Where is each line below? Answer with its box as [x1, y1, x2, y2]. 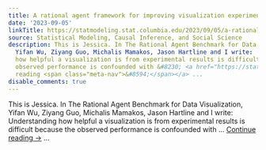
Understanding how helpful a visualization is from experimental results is [8, 116, 245, 126]
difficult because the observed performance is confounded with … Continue [8, 124, 256, 134]
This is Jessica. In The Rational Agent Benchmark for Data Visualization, [8, 99, 243, 109]
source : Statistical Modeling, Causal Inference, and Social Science [8, 33, 243, 42]
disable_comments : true [8, 77, 87, 85]
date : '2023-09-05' [8, 19, 73, 27]
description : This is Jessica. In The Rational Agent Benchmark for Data [8, 41, 257, 49]
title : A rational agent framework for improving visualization [8, 11, 225, 20]
